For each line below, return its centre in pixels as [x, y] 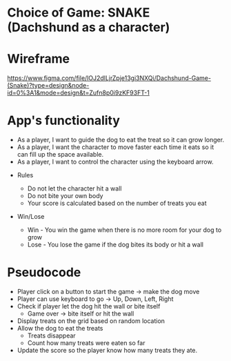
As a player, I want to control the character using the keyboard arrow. [115, 162]
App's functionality [64, 120]
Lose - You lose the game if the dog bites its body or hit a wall [115, 245]
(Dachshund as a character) [89, 27]
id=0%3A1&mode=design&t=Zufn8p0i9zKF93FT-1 [79, 93]
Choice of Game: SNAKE [79, 13]
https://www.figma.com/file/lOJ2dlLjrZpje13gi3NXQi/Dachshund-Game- [109, 78]
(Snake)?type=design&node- [48, 86]
